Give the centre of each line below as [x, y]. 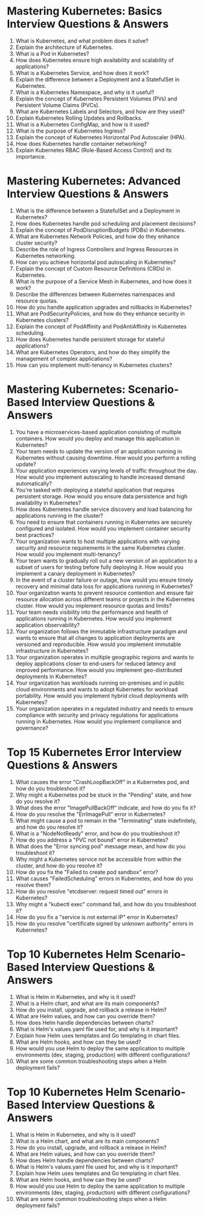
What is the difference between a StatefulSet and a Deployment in [98, 211]
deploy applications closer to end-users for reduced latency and [95, 663]
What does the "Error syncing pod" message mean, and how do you [101, 846]
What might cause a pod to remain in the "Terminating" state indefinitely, [106, 820]
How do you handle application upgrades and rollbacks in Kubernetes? [104, 307]
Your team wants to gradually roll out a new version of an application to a [106, 561]
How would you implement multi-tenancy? [68, 554]
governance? [32, 728]
